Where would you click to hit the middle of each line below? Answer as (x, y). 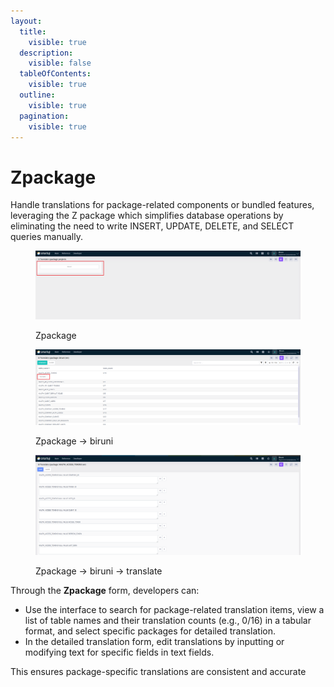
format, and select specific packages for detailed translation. (150, 631)
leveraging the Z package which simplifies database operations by (147, 216)
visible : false (60, 63)
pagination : (44, 116)
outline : (37, 95)
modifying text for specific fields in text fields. (119, 652)
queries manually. (46, 237)
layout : (26, 21)
